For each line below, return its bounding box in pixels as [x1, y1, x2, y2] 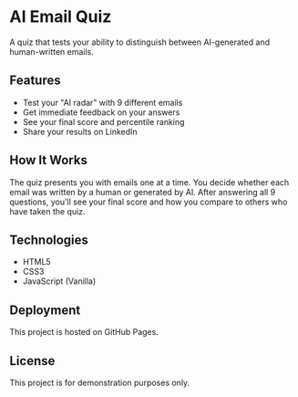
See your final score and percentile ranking [22, 116, 185, 127]
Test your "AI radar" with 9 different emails [22, 97, 183, 108]
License [9, 353, 56, 369]
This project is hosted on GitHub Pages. [9, 327, 159, 338]
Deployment [9, 302, 81, 318]
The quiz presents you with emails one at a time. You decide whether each [9, 176, 290, 188]
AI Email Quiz [9, 6, 112, 27]
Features [9, 73, 61, 89]
